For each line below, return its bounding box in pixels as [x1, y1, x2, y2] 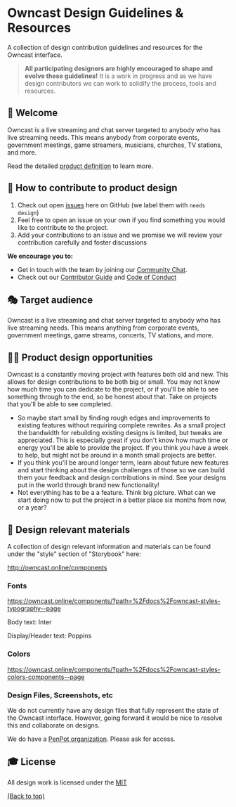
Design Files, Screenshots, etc [7, 690, 114, 700]
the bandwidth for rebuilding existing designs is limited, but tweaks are [17, 429, 223, 437]
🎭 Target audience [7, 294, 93, 306]
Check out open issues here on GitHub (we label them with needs [17, 200, 206, 209]
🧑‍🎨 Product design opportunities [7, 351, 153, 363]
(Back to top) [7, 792, 45, 800]
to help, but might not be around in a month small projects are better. [17, 451, 216, 460]
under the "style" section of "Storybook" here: [7, 550, 142, 558]
